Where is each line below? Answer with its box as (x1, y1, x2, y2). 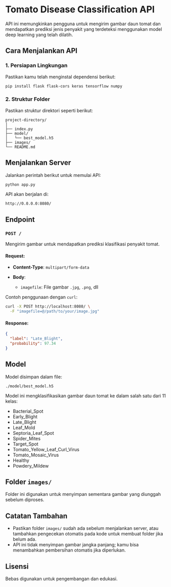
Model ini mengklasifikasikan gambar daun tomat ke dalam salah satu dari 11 (5, 393, 166, 399)
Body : (12, 274, 26, 280)
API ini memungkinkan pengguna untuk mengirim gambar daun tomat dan (5, 21, 161, 27)
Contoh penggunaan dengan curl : (5, 294, 78, 300)
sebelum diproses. (5, 496, 45, 503)
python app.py (5, 182, 36, 187)
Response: (5, 320, 29, 326)
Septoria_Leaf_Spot (12, 430, 54, 436)
